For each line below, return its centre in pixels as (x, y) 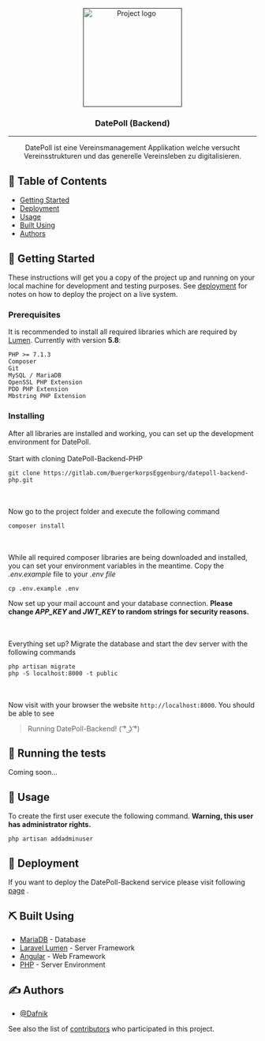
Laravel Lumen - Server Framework (77, 948)
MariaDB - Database (53, 939)
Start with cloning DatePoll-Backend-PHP (76, 458)
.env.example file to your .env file (62, 574)
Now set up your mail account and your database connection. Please (121, 603)
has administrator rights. (50, 825)
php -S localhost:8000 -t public (63, 673)
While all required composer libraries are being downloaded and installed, (128, 557)
